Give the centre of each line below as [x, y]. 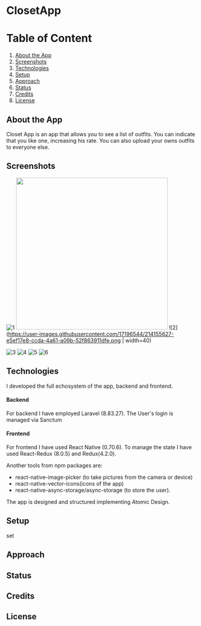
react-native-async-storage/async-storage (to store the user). [93, 490]
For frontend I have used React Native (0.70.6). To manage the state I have [99, 447]
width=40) [138, 340]
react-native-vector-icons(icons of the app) [69, 483]
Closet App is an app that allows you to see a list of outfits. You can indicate [101, 134]
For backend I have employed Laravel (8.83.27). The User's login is [90, 413]
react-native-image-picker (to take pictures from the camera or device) [104, 477]
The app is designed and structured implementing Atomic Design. [88, 501]
